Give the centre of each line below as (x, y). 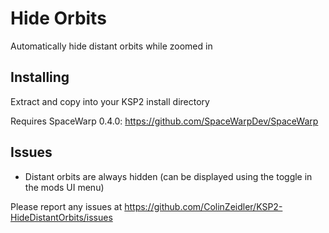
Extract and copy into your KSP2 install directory (110, 101)
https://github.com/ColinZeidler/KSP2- (203, 206)
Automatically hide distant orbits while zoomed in (111, 46)
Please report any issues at (66, 206)
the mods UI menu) (64, 187)
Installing (40, 77)
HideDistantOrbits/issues (61, 217)
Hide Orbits (58, 18)
